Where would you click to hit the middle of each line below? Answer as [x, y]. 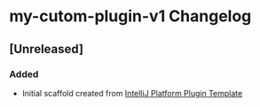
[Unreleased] [47, 49]
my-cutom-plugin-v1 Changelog [130, 16]
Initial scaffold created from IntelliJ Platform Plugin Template [132, 93]
